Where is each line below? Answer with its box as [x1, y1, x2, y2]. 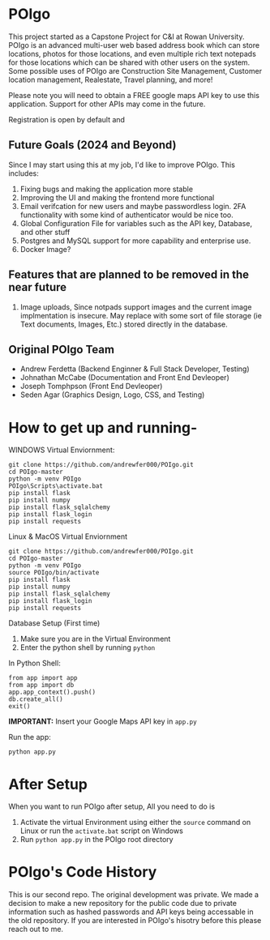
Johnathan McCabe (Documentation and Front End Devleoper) [19, 373, 229, 382]
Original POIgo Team [8, 342, 115, 357]
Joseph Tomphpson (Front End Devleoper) [19, 382, 163, 391]
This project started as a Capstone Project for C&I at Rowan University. [8, 32, 245, 41]
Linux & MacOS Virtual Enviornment [8, 532, 128, 541]
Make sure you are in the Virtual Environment [19, 634, 171, 644]
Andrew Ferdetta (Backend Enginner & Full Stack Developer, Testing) [19, 364, 250, 374]
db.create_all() [8, 695, 63, 703]
